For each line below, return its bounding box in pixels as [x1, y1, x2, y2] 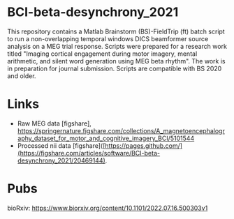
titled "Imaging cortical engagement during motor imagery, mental [7, 50, 198, 58]
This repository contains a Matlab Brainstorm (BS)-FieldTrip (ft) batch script [7, 27, 225, 36]
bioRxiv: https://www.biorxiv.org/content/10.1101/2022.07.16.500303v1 [7, 204, 208, 212]
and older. [7, 71, 36, 80]
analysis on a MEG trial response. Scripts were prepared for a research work [7, 42, 227, 50]
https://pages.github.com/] [104, 141, 183, 150]
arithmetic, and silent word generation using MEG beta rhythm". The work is [7, 56, 226, 65]
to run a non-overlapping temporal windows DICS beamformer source [7, 34, 209, 43]
